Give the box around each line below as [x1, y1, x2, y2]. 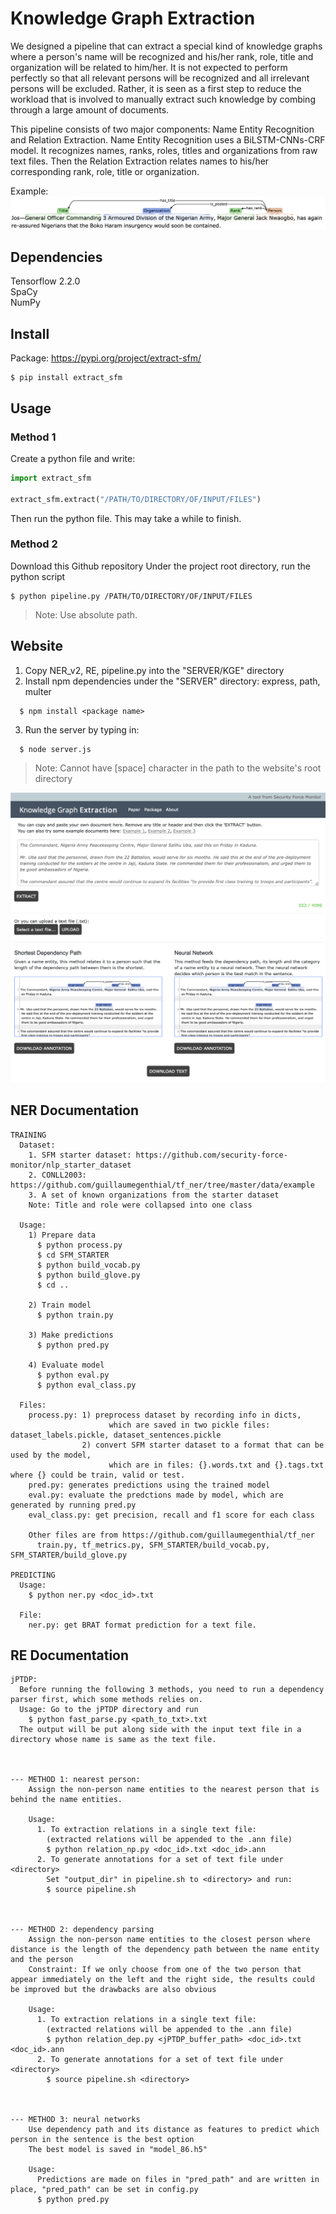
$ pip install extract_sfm [10, 373, 123, 383]
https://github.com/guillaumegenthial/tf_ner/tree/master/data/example [10, 1180, 315, 1190]
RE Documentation [10, 1647, 130, 1664]
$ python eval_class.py [36, 1380, 137, 1390]
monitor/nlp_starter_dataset [10, 1160, 132, 1170]
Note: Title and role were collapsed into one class [28, 1200, 253, 1210]
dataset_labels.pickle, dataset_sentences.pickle [10, 1430, 222, 1440]
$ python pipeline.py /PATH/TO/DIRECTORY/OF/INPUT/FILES [10, 591, 253, 601]
